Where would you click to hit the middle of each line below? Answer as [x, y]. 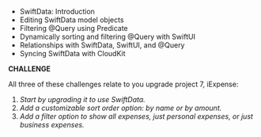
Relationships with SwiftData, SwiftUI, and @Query [102, 45]
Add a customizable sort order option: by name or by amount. [121, 108]
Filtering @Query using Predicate [74, 28]
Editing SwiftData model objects [72, 20]
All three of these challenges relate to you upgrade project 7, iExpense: [123, 84]
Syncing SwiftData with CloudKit [72, 53]
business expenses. [52, 125]
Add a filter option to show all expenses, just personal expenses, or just [136, 116]
